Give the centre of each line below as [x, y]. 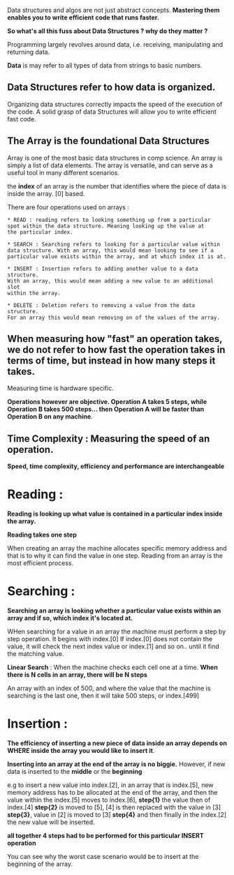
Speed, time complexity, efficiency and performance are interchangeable [116, 466]
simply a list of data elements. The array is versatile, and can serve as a [110, 165]
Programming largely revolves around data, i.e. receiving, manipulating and [115, 44]
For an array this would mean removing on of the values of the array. [114, 317]
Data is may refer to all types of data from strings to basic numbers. [105, 65]
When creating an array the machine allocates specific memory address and [117, 548]
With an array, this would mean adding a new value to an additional [111, 281]
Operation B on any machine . [50, 417]
